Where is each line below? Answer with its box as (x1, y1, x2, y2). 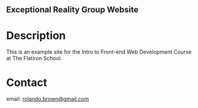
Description (6, 29, 66, 42)
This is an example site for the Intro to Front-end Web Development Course (6, 48, 192, 55)
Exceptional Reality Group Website (6, 5, 139, 15)
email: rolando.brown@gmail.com (6, 95, 89, 103)
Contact (6, 76, 47, 89)
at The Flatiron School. (6, 55, 62, 62)
